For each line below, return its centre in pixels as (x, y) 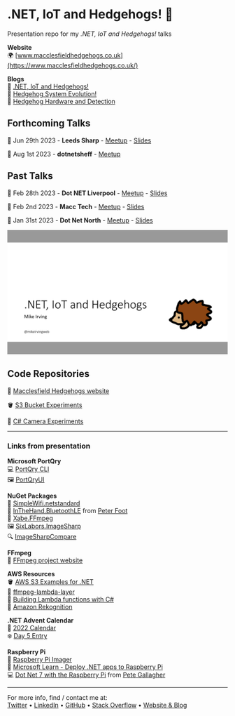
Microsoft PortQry (34, 461)
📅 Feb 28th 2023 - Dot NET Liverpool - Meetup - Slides (87, 193)
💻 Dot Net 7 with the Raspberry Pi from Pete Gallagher (86, 675)
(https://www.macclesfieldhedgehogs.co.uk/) (73, 65)
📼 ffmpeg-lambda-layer (41, 592)
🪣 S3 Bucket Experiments (45, 405)
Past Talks (30, 176)
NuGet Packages (32, 496)
